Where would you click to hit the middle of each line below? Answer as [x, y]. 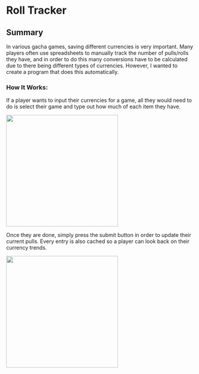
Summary [25, 32]
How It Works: [27, 87]
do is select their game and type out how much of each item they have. [93, 107]
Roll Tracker [36, 10]
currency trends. [27, 248]
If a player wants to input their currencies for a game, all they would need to [99, 100]
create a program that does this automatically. [63, 72]
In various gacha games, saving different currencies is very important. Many [100, 46]
